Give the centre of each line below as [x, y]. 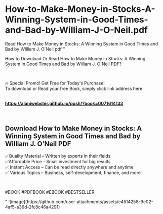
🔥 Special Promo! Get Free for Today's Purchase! [55, 83]
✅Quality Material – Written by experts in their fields [58, 156]
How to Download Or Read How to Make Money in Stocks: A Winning [75, 58]
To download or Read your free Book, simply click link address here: [75, 88]
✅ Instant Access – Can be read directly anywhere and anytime [69, 167]
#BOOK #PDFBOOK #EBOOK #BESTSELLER [50, 192]
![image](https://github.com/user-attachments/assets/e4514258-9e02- [81, 202]
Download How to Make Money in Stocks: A [74, 129]
